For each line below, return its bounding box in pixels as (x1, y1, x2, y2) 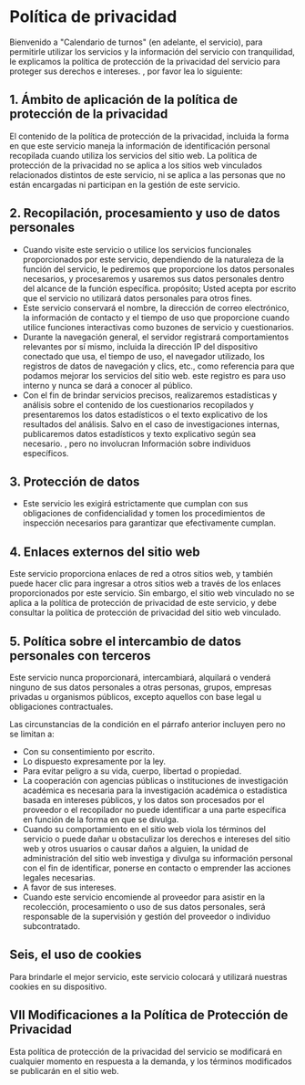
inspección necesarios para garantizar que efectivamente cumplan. (22, 517, 276, 528)
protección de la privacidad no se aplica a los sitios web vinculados (9, 160, 262, 171)
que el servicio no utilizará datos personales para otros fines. (22, 292, 252, 303)
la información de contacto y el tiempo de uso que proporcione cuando (22, 312, 290, 323)
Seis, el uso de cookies (9, 947, 142, 963)
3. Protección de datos (9, 474, 140, 489)
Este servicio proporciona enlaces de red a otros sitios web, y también (9, 569, 273, 579)
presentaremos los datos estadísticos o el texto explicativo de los (22, 409, 269, 420)
